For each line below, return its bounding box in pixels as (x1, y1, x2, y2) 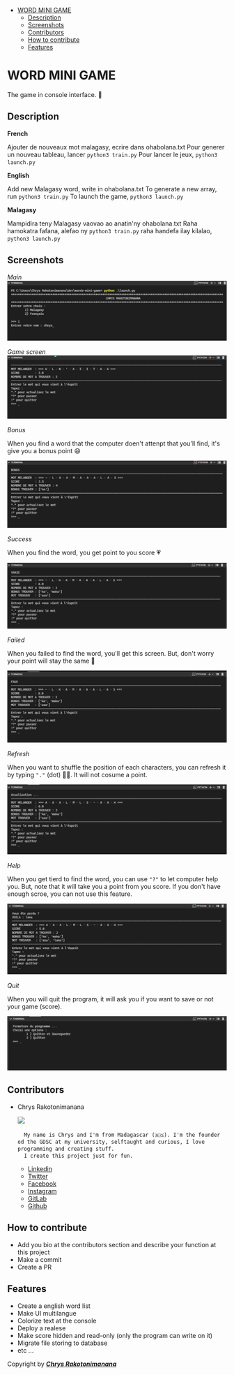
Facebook (27, 1179, 57, 1188)
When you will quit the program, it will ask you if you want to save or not (7, 995, 214, 1003)
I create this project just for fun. (24, 1152, 134, 1159)
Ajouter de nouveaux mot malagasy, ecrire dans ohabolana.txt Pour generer (7, 142, 225, 151)
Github (27, 1201, 47, 1210)
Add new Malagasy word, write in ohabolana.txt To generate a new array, (7, 184, 217, 193)
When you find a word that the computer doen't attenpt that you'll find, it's (7, 439, 221, 448)
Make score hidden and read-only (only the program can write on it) (17, 1331, 213, 1339)
